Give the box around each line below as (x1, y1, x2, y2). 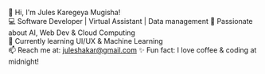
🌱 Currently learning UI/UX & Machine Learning (8, 37, 163, 45)
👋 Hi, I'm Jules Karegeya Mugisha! (8, 8, 121, 17)
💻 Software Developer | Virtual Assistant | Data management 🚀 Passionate (8, 17, 253, 25)
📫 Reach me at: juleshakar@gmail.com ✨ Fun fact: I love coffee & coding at (8, 45, 257, 55)
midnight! (8, 56, 40, 66)
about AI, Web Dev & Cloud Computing (8, 28, 135, 37)
